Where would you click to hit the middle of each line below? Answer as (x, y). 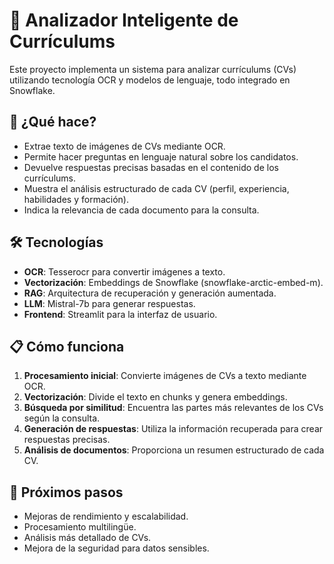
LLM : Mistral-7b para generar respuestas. (109, 303)
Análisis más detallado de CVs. (87, 538)
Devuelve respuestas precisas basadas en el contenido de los (151, 167)
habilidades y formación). (76, 199)
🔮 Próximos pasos (66, 492)
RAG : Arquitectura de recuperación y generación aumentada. (150, 293)
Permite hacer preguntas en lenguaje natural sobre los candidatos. (161, 156)
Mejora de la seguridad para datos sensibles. (116, 548)
